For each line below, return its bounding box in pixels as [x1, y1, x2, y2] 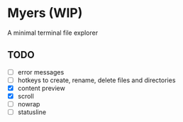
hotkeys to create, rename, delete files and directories [17, 76, 176, 84]
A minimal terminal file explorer [7, 28, 98, 37]
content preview [17, 84, 65, 92]
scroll [17, 91, 34, 100]
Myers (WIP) [7, 5, 83, 21]
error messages [17, 67, 65, 76]
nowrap [17, 100, 40, 108]
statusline [17, 108, 47, 116]
